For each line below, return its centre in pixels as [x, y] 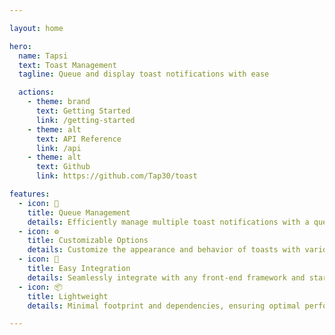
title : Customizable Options [88, 241]
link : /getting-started [85, 120]
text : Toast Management [67, 65]
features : [30, 194]
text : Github [63, 167]
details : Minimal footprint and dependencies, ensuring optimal [164, 306]
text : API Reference [78, 139]
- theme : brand [59, 102]
